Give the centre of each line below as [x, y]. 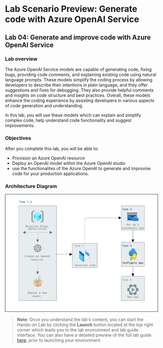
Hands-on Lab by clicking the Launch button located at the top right [85, 325]
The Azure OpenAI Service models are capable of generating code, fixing [78, 69]
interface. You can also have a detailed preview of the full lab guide [84, 335]
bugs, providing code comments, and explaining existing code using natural [81, 75]
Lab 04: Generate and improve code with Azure [78, 37]
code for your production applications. [50, 174]
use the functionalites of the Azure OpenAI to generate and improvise [81, 169]
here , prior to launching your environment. [59, 340]
